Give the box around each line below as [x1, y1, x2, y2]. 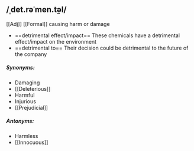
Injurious [14, 97, 37, 105]
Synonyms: [6, 64, 35, 71]
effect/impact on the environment [14, 38, 96, 45]
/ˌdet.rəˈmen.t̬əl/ [6, 5, 67, 15]
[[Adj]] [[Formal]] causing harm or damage [6, 20, 111, 27]
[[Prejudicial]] [14, 104, 48, 111]
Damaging [14, 79, 40, 86]
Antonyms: [6, 117, 34, 124]
